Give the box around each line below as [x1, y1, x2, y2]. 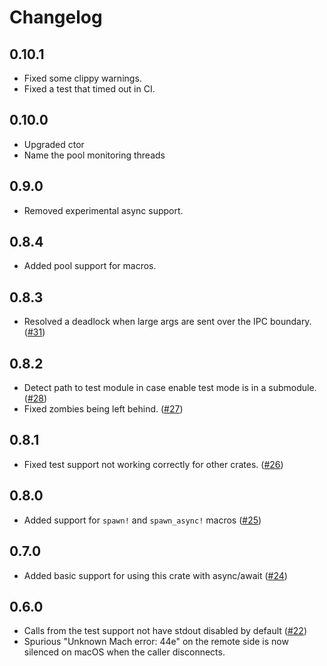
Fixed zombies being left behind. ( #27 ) [23, 403, 184, 415]
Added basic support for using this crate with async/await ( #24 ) [23, 569, 288, 581]
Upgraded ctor [23, 138, 85, 150]
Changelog [9, 6, 103, 29]
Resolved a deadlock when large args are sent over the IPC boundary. [23, 316, 312, 328]
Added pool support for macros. [23, 260, 157, 272]
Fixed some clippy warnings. [23, 72, 142, 84]
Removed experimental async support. [23, 204, 184, 216]
